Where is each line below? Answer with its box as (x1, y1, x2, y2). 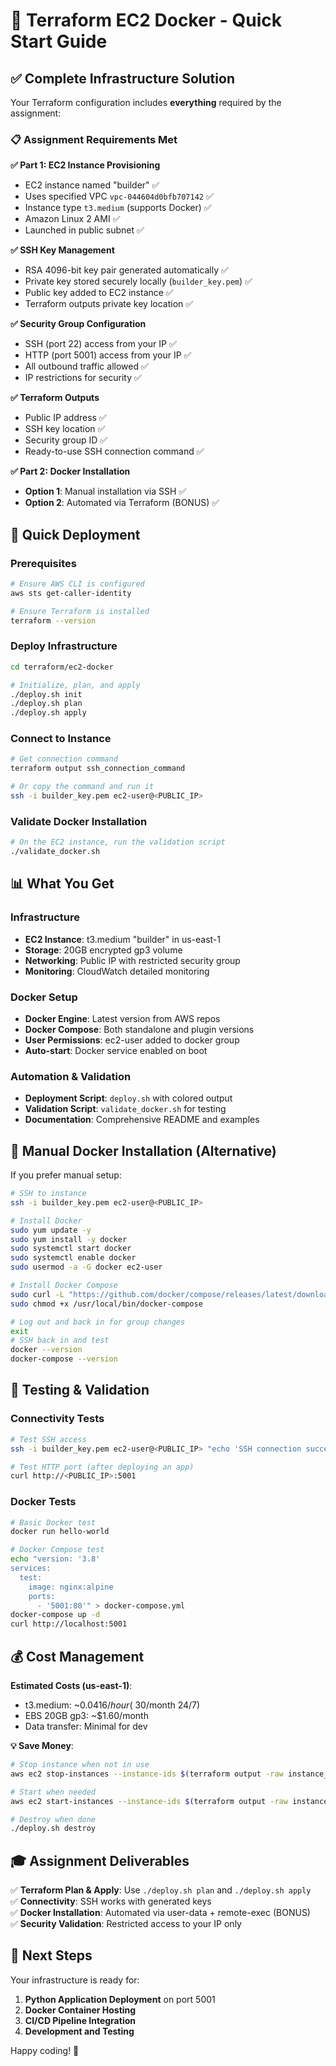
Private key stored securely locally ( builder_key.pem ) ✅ (24, 275, 253, 288)
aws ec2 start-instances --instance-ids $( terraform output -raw (10, 1796, 288, 1806)
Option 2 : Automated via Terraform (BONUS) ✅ (24, 497, 220, 509)
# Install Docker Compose (10, 1280, 118, 1291)
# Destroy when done (10, 1814, 97, 1824)
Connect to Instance (10, 732, 112, 746)
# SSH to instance (10, 1189, 87, 1199)
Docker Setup (10, 990, 78, 1004)
